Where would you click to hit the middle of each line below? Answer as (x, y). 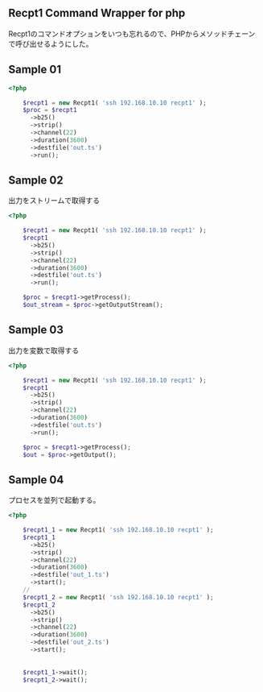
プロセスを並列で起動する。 (54, 500)
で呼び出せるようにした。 (51, 44)
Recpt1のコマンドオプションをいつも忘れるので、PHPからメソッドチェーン (132, 33)
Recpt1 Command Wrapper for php (97, 13)
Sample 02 (36, 180)
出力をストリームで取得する (54, 201)
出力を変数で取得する (43, 350)
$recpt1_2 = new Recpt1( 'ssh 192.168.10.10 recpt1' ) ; (119, 597)
